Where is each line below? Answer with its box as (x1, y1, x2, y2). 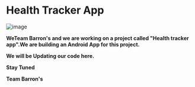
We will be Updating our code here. (6, 52, 95, 59)
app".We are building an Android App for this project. (6, 41, 140, 48)
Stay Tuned (6, 63, 35, 71)
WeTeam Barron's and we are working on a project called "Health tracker (6, 34, 189, 41)
